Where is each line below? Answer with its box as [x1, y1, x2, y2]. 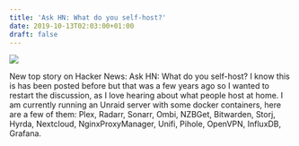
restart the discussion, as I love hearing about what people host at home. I [9, 90, 284, 101]
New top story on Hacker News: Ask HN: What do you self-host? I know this [9, 71, 290, 82]
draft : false [9, 30, 58, 39]
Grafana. [9, 128, 42, 139]
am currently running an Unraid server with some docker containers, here [9, 99, 281, 110]
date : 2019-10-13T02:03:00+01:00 [9, 21, 135, 30]
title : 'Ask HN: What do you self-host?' [9, 13, 167, 22]
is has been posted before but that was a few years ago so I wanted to [9, 81, 270, 91]
